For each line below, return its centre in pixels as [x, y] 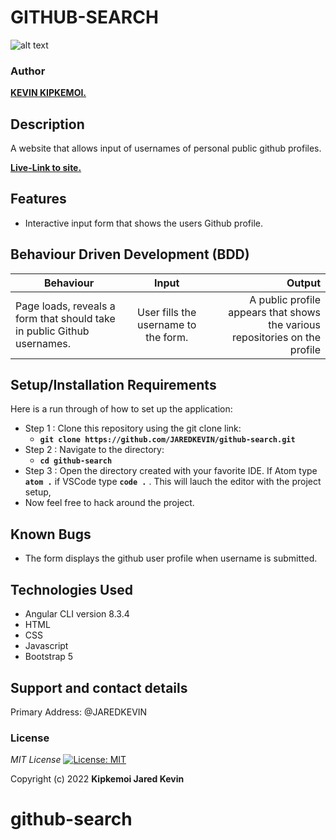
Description [47, 124]
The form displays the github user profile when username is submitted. [171, 558]
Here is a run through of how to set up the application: [121, 409]
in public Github [52, 331]
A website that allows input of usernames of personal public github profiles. [166, 148]
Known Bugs [51, 534]
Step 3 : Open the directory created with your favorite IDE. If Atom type [171, 471]
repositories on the [276, 337]
